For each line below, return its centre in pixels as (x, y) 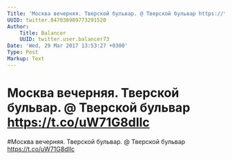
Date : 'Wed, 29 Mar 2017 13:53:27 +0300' (68, 46)
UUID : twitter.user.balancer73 (65, 39)
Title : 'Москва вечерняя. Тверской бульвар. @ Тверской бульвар (101, 14)
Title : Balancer (43, 33)
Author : (18, 26)
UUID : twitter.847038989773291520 (57, 20)
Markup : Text (26, 59)
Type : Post (23, 53)
